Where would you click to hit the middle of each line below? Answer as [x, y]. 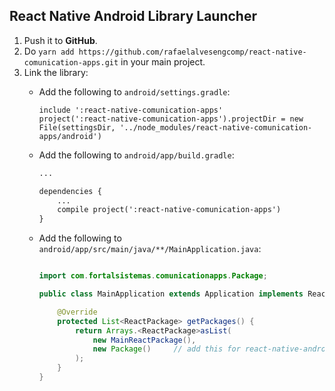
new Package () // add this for [166, 349]
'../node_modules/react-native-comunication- [216, 127]
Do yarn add [49, 51]
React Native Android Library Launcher [133, 16]
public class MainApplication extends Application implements [171, 294]
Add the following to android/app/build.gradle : [136, 155]
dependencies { [70, 191]
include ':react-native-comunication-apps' [131, 110]
